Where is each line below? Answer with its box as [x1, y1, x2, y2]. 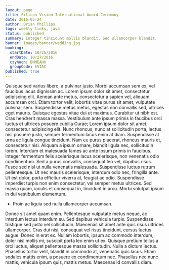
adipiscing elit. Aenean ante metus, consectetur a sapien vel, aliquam [5, 94, 150, 100]
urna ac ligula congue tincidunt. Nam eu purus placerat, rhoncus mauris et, [5, 137, 162, 143]
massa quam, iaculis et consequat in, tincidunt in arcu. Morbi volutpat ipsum [5, 186, 164, 191]
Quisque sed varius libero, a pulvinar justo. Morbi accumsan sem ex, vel [5, 83, 155, 89]
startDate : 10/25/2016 [10, 50, 58, 55]
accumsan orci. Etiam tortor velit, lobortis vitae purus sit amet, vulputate [5, 99, 155, 105]
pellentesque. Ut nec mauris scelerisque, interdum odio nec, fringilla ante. [5, 169, 159, 175]
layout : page [5, 7, 33, 13]
